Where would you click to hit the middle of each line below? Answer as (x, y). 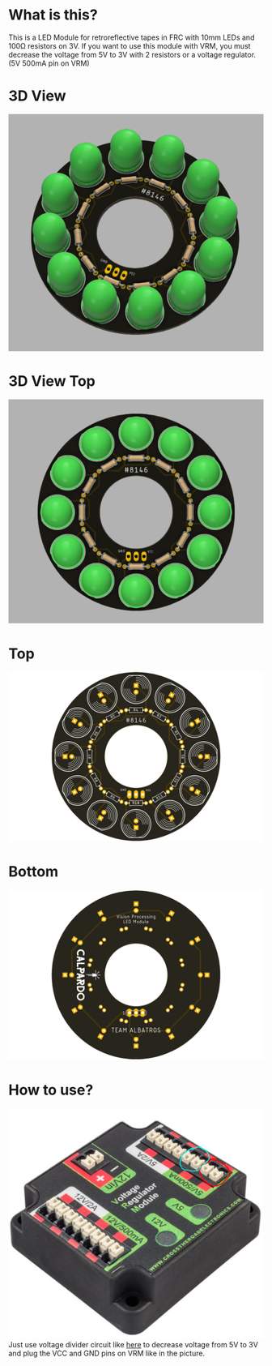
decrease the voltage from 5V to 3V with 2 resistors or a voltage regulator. (132, 54)
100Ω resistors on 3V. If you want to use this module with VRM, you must (130, 45)
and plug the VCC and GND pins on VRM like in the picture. (106, 1353)
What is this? (53, 15)
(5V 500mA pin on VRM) (49, 63)
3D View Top (52, 381)
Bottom (34, 872)
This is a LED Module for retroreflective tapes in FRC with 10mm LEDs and (132, 37)
